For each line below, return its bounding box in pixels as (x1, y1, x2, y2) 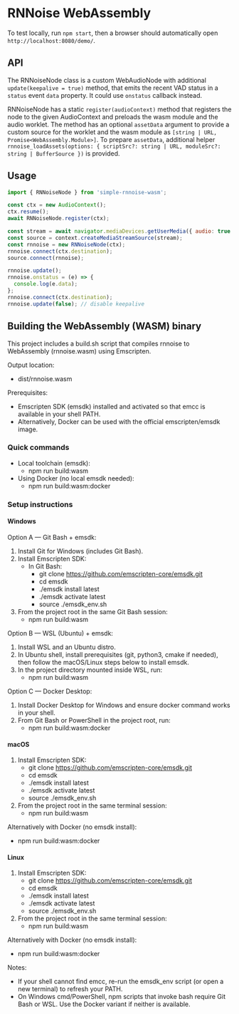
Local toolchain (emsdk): (17, 458, 90, 467)
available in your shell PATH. (17, 409, 101, 418)
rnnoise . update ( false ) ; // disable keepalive (7, 300, 144, 308)
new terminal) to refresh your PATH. (17, 985, 123, 993)
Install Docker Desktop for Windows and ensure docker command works (17, 701, 231, 709)
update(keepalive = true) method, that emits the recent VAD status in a (7, 84, 218, 92)
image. (17, 425, 38, 433)
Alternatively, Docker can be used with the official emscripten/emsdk (17, 417, 221, 426)
